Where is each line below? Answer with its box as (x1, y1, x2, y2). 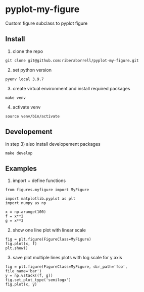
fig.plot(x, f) (5, 241, 37, 247)
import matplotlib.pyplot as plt (5, 196, 76, 201)
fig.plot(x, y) (5, 282, 37, 287)
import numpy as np (5, 201, 46, 206)
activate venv (12, 104, 41, 110)
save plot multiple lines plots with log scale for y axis (12, 255, 122, 261)
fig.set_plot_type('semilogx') (5, 277, 71, 283)
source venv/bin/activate (5, 113, 60, 119)
